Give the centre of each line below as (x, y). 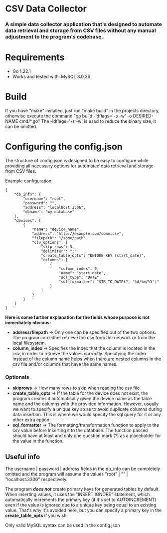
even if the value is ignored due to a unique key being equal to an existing (81, 505)
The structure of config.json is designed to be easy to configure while (77, 160)
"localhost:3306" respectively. (36, 480)
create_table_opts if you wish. (37, 516)
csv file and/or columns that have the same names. (65, 364)
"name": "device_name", (56, 229)
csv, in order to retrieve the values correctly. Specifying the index (80, 353)
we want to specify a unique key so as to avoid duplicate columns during (87, 409)
